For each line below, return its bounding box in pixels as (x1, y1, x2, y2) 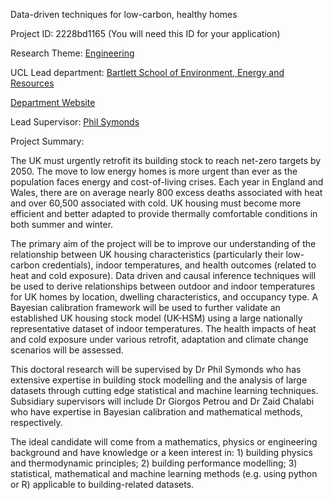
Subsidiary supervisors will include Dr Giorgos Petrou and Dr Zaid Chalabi (10, 395, 315, 407)
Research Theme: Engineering (10, 47, 135, 59)
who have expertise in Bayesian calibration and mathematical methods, (10, 406, 303, 418)
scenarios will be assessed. (10, 344, 124, 356)
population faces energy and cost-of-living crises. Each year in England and (10, 176, 324, 188)
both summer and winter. (10, 219, 114, 230)
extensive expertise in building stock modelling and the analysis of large (10, 374, 308, 386)
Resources (10, 77, 55, 89)
